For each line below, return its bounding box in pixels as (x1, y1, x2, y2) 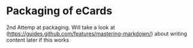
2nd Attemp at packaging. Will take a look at (6, 24, 115, 31)
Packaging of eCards (6, 4, 113, 18)
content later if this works (6, 36, 70, 43)
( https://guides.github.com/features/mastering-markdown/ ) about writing (6, 30, 188, 37)
